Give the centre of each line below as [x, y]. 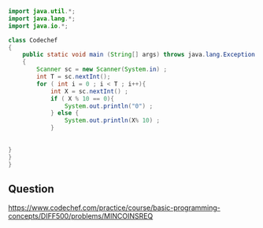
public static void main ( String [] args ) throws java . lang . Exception [139, 55]
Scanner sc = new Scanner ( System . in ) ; [102, 70]
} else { [65, 113]
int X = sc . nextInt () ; [89, 91]
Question [31, 189]
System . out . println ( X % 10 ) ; [112, 121]
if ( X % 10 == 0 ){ [82, 98]
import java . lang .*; [42, 18]
